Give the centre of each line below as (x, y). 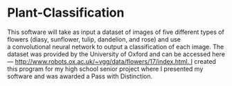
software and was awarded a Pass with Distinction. (80, 76)
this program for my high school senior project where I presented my (105, 69)
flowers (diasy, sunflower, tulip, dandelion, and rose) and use (94, 39)
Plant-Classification (66, 13)
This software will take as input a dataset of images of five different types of (116, 32)
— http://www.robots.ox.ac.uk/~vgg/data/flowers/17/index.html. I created (112, 61)
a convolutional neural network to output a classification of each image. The (116, 46)
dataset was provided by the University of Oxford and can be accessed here (116, 54)
